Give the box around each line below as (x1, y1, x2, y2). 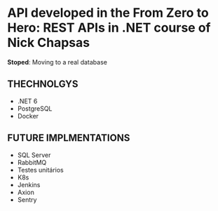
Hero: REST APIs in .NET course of (7, 20, 211, 36)
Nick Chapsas (7, 35, 90, 50)
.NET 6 (17, 97, 38, 105)
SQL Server (17, 151, 51, 159)
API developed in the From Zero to (7, 5, 209, 21)
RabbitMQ (17, 158, 47, 166)
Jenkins (17, 180, 41, 189)
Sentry (17, 195, 37, 204)
